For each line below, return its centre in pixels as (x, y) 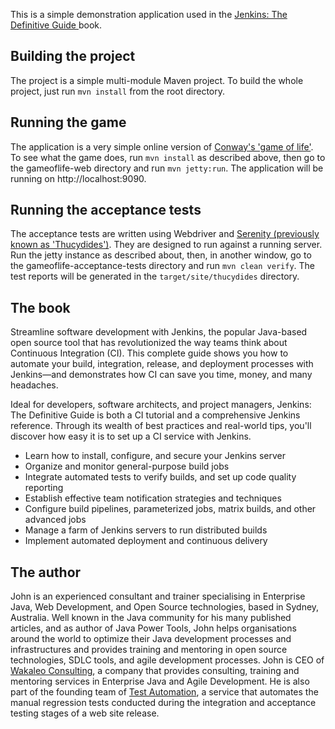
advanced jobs (55, 520)
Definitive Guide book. (56, 25)
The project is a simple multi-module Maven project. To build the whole (157, 80)
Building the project (73, 56)
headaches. (34, 385)
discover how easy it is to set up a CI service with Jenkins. (131, 436)
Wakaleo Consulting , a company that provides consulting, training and (155, 671)
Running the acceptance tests (106, 210)
